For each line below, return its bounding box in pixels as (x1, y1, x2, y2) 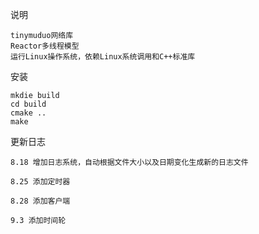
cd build (10, 99, 47, 109)
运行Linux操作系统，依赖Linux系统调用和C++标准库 (10, 52, 196, 62)
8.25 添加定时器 (10, 177, 71, 187)
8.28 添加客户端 (10, 196, 71, 206)
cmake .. (10, 108, 47, 118)
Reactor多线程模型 (10, 41, 80, 51)
